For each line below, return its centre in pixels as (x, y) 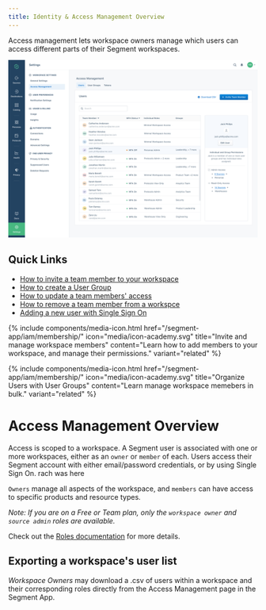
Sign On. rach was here (46, 473)
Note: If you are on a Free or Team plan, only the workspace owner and (123, 512)
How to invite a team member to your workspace (99, 278)
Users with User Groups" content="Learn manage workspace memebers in (131, 386)
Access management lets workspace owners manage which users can (123, 40)
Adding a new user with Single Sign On (83, 313)
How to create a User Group (65, 287)
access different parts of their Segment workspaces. (94, 48)
